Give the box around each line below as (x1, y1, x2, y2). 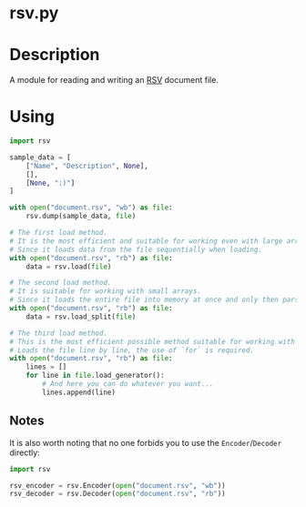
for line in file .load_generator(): (25, 371, 166, 380)
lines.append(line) (42, 388, 117, 397)
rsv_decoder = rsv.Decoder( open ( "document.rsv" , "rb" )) (9, 490, 226, 499)
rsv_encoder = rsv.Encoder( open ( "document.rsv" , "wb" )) (9, 481, 226, 490)
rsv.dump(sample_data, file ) (25, 212, 137, 221)
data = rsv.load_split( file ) (25, 312, 137, 321)
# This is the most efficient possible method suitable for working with (9, 337, 296, 346)
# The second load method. (9, 279, 112, 288)
